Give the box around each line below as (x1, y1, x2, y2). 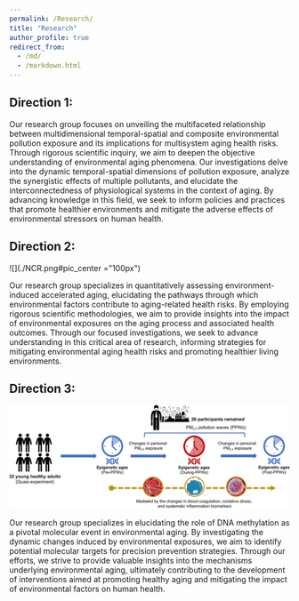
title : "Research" (9, 23, 77, 33)
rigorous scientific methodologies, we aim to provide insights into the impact (9, 308, 289, 319)
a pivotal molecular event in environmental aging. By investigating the (9, 526, 264, 537)
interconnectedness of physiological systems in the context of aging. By (9, 185, 274, 196)
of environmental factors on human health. (9, 583, 166, 594)
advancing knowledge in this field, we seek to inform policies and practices (9, 194, 286, 204)
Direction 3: (9, 381, 76, 397)
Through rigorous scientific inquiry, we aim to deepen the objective (9, 147, 255, 157)
